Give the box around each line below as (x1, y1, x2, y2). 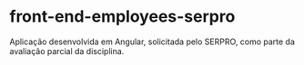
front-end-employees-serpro (9, 6, 236, 27)
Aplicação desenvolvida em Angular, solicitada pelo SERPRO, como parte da (9, 36, 296, 47)
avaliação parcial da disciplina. (9, 45, 125, 56)
